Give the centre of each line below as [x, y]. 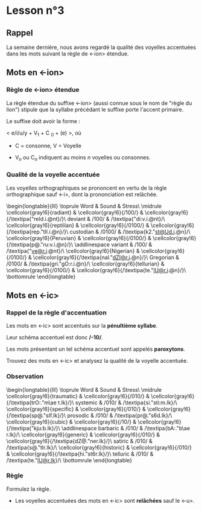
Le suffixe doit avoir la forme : [43, 121]
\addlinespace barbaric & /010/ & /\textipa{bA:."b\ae [126, 428]
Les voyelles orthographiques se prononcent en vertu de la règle [87, 188]
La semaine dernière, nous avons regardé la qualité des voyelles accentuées [101, 47]
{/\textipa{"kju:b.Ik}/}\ [33, 428]
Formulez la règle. [29, 489]
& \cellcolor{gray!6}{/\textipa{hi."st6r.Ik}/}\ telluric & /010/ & [80, 454]
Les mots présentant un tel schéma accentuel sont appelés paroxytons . [96, 349]
